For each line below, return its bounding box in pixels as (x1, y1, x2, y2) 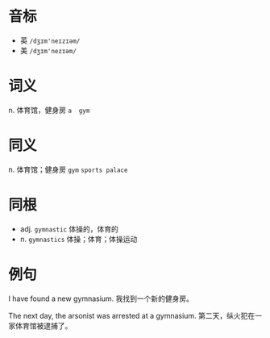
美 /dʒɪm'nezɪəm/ (19, 45, 77, 55)
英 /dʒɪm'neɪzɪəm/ (19, 35, 81, 45)
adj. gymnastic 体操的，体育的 (19, 223, 118, 234)
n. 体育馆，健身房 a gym (8, 105, 90, 115)
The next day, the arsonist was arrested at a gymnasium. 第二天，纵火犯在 (8, 311, 255, 320)
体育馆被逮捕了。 (15, 320, 73, 331)
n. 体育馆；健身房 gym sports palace (8, 165, 128, 174)
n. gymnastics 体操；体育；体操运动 (19, 234, 138, 244)
